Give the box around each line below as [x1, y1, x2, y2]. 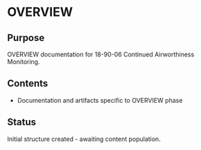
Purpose [7, 32, 45, 44]
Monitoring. [7, 58, 40, 66]
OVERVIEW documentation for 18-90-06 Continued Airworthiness [7, 50, 195, 58]
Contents [7, 78, 49, 90]
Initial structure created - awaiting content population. [7, 135, 161, 143]
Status [7, 116, 37, 128]
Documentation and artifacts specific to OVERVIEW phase [17, 96, 183, 104]
